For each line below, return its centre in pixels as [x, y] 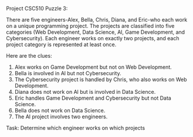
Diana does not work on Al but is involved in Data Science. [85, 92]
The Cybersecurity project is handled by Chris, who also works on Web [101, 79]
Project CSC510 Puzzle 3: [37, 8]
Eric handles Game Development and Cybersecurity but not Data [93, 98]
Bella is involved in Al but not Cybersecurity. [68, 73]
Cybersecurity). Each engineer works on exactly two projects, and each [93, 38]
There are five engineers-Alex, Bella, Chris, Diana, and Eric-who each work [97, 20]
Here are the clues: [29, 56]
